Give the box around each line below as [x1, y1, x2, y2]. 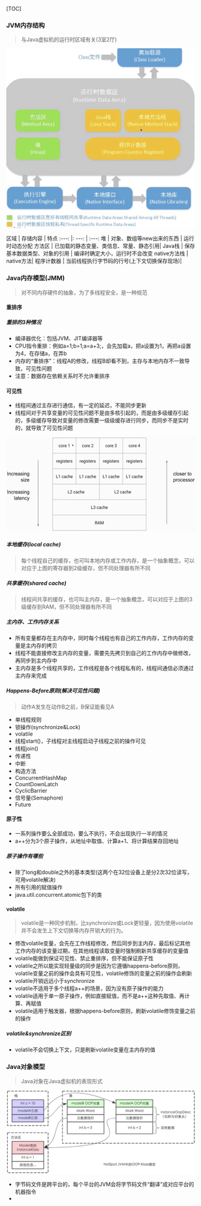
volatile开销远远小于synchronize [14, 977, 95, 985]
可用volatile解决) [14, 876, 56, 884]
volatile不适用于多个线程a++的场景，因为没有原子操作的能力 [14, 985, 164, 992]
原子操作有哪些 [6, 852, 43, 860]
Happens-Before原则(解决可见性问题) [6, 687, 100, 694]
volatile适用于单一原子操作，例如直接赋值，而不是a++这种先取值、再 [14, 992, 185, 1000]
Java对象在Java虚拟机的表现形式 [20, 1077, 103, 1084]
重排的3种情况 [6, 318, 42, 325]
